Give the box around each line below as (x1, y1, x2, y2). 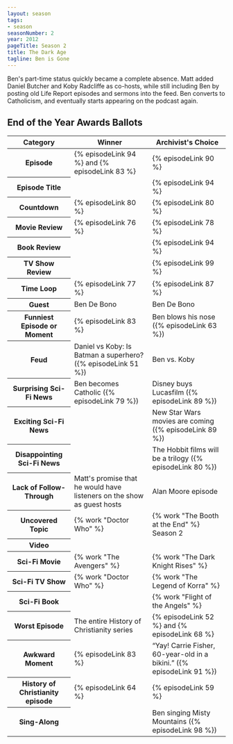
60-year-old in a (152, 649, 209, 659)
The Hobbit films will (152, 445, 219, 454)
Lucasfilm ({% (152, 387, 198, 397)
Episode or (20, 321, 58, 331)
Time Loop (20, 283, 58, 293)
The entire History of (74, 616, 141, 626)
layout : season (7, 10, 51, 17)
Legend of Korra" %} (152, 581, 221, 590)
